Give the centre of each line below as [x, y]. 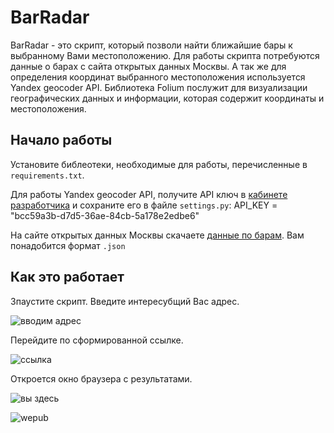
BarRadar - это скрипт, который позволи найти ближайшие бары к [151, 45]
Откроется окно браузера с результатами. [101, 378]
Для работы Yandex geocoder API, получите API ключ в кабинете [149, 194]
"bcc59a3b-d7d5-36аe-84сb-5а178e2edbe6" [105, 215]
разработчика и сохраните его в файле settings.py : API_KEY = [144, 205]
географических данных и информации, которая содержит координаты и [167, 98]
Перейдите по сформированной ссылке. [97, 340]
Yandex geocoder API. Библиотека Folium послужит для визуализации [159, 87]
